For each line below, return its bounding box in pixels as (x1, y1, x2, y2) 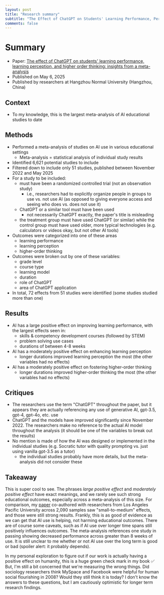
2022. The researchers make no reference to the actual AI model (12, 422, 143, 428)
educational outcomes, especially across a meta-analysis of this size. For (5, 496, 152, 503)
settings (12, 149, 29, 155)
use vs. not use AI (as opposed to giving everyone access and (26, 196, 152, 202)
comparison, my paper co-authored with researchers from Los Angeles (5, 502, 148, 508)
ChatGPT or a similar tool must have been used (19, 207, 115, 212)
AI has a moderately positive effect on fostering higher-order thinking (12, 364, 152, 370)
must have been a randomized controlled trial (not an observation (19, 180, 151, 186)
